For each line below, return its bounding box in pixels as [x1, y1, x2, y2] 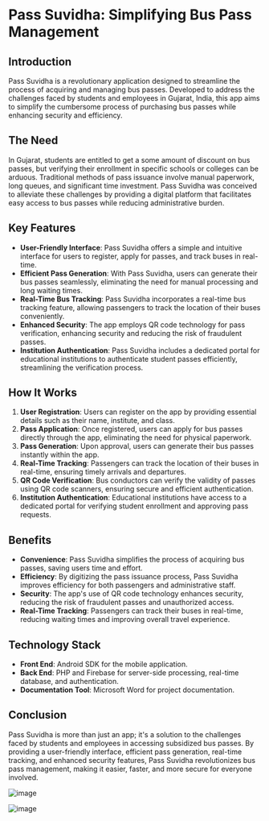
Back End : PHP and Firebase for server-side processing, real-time [19, 668, 239, 678]
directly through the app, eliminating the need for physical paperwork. [19, 433, 252, 442]
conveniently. [19, 311, 65, 321]
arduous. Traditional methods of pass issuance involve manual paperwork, [8, 172, 255, 182]
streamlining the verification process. [19, 363, 144, 372]
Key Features [8, 222, 76, 235]
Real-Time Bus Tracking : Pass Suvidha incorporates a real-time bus [19, 294, 247, 304]
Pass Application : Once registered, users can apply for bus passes [19, 425, 243, 434]
